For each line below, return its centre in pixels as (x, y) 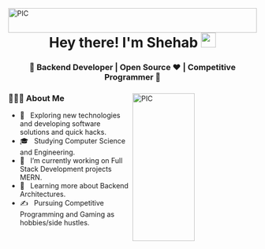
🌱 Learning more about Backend (74, 186)
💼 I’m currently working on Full (71, 161)
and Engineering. (47, 152)
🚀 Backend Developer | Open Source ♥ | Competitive (132, 67)
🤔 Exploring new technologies (70, 115)
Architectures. (43, 194)
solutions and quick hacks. (63, 132)
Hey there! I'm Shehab (123, 43)
